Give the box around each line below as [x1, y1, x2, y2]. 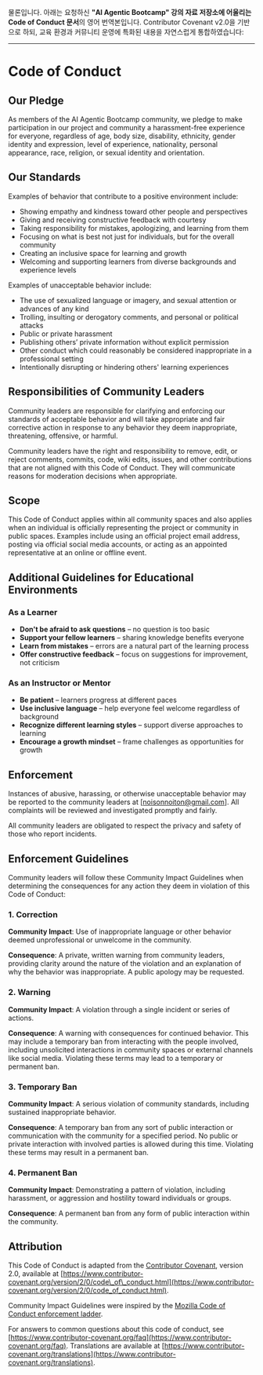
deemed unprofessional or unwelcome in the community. [8, 935, 192, 945]
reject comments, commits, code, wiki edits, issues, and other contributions [8, 455, 252, 464]
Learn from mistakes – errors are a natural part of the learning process [19, 642, 249, 651]
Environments [8, 583, 78, 596]
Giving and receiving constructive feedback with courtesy [19, 215, 207, 225]
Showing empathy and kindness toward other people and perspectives [19, 207, 248, 216]
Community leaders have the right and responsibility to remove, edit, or [8, 446, 238, 455]
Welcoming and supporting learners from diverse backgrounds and [19, 257, 236, 266]
